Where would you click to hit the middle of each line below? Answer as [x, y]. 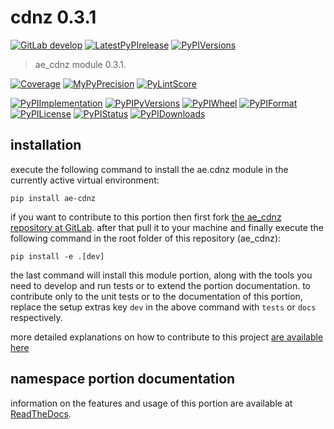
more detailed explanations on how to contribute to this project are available [167, 337]
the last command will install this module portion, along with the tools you [161, 275]
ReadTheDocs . [41, 413]
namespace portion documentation [123, 379]
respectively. [36, 317]
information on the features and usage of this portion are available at [151, 403]
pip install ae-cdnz [53, 198]
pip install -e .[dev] [57, 256]
